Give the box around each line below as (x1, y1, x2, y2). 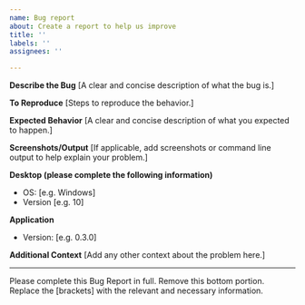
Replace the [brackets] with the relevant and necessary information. (9, 285, 263, 296)
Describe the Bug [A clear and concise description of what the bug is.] (9, 80, 275, 91)
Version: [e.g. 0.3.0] (22, 232, 97, 243)
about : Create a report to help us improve (9, 22, 177, 31)
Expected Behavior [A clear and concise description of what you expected (9, 115, 290, 126)
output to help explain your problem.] (9, 152, 148, 163)
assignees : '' (9, 47, 64, 56)
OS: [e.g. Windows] (22, 187, 96, 198)
